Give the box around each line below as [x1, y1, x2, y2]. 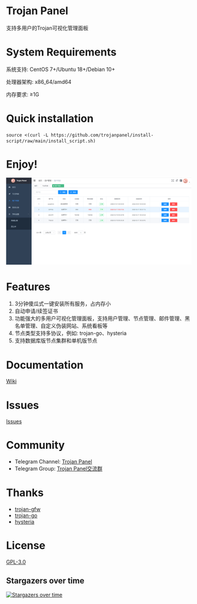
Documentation [6, 358, 84, 371]
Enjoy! [6, 158, 38, 171]
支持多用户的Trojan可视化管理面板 [6, 24, 89, 31]
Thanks [6, 486, 44, 499]
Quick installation [6, 112, 94, 125]
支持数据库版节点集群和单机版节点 [14, 337, 98, 344]
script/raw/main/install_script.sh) [6, 138, 96, 144]
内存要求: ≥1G [6, 90, 39, 98]
